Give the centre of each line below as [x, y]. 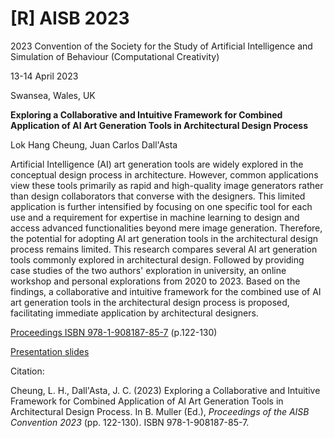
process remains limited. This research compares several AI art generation [164, 249]
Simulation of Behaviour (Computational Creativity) [115, 56]
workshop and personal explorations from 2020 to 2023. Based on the [155, 281]
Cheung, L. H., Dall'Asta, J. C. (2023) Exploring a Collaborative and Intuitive [165, 390]
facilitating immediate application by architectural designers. [134, 313]
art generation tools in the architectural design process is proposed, [150, 302]
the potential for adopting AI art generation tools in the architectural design [164, 238]
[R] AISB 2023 [70, 18]
